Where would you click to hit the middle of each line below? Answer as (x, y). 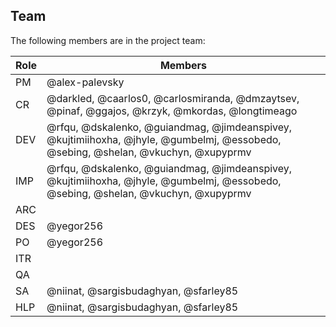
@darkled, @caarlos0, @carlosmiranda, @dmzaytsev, (173, 98)
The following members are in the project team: (108, 40)
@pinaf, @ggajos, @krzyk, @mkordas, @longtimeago (172, 111)
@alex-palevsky (85, 82)
